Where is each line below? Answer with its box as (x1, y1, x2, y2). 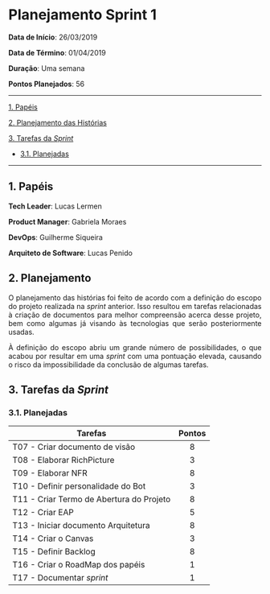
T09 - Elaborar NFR (12, 468, 88, 479)
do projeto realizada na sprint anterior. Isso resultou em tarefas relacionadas (8, 301, 262, 311)
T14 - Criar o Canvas (12, 533, 94, 544)
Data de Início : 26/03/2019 (8, 32, 98, 42)
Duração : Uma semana (8, 63, 85, 73)
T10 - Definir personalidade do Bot (12, 481, 146, 492)
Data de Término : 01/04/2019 (8, 47, 106, 57)
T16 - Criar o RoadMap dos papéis (12, 559, 145, 571)
